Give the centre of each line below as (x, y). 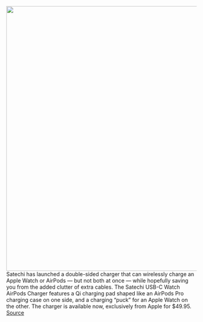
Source (15, 313)
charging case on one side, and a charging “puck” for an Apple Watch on (97, 300)
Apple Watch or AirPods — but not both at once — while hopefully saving (97, 281)
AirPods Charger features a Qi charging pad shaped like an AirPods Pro (95, 293)
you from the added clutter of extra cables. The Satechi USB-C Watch (93, 287)
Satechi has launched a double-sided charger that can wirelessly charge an (100, 274)
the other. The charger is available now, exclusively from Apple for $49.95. (99, 306)
